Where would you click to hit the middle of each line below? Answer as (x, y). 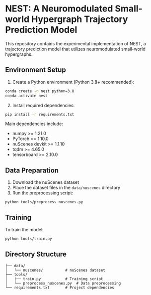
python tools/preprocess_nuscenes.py (44, 202)
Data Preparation (32, 170)
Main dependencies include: (34, 124)
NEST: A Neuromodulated (59, 9)
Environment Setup (36, 70)
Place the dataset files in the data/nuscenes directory (66, 188)
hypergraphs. (19, 54)
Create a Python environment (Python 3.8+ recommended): (73, 82)
